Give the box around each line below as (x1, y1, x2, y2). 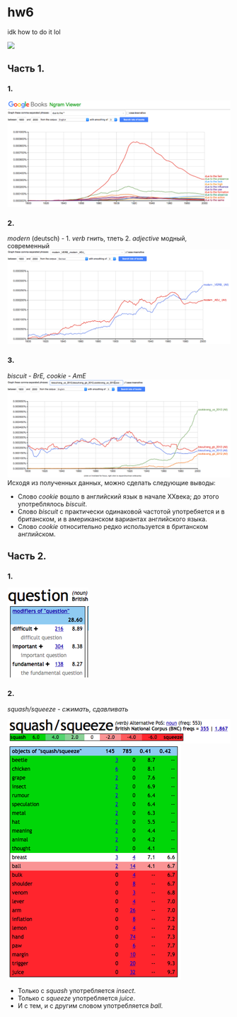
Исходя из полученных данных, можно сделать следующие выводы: (7, 478, 216, 487)
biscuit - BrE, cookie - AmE (7, 371, 86, 380)
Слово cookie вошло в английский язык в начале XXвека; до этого (17, 492, 219, 501)
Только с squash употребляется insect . (17, 986, 137, 994)
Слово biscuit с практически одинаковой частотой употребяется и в (17, 507, 225, 516)
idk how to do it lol (7, 28, 62, 36)
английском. (17, 530, 56, 538)
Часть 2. (7, 550, 47, 562)
